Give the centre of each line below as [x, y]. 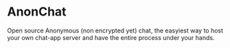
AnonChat [37, 12]
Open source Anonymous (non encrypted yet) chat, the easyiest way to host [115, 30]
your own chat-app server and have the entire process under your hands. [111, 37]
